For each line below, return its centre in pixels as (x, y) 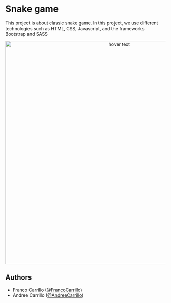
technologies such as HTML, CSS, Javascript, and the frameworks (75, 28)
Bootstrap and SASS (27, 34)
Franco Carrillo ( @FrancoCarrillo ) (47, 290)
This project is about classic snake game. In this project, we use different (82, 23)
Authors (19, 278)
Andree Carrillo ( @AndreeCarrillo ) (48, 295)
